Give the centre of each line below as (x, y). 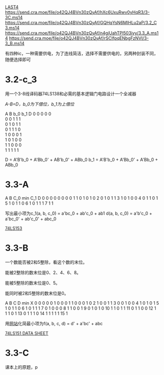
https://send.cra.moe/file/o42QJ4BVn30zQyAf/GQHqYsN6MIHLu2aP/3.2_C (81, 22)
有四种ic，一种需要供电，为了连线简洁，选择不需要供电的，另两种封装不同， (82, 53)
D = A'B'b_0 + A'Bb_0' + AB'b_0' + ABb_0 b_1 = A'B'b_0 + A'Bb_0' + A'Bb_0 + (82, 159)
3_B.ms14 (15, 43)
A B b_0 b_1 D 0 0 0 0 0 (28, 114)
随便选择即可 (18, 60)
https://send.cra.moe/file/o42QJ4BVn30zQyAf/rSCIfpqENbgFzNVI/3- (79, 38)
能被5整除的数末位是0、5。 (32, 283)
